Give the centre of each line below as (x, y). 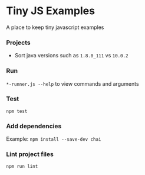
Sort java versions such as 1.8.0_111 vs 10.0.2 (71, 56)
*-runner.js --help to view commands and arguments (73, 83)
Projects (18, 43)
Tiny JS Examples (51, 11)
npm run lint (22, 167)
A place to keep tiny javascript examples (55, 27)
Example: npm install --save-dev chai (54, 139)
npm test (17, 111)
